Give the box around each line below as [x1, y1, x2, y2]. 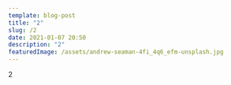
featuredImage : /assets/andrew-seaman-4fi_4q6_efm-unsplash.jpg [8, 48, 224, 56]
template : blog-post [8, 11, 76, 20]
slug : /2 [8, 26, 37, 34]
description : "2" [8, 41, 65, 49]
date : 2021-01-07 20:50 [8, 33, 87, 42]
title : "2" [8, 19, 44, 27]
